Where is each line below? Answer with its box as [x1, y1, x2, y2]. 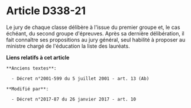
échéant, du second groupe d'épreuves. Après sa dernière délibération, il [6, 30, 184, 37]
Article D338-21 [6, 4, 86, 18]
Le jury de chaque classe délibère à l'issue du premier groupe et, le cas [6, 24, 180, 31]
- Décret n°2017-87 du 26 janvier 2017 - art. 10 [11, 96, 136, 102]
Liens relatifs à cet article [6, 54, 70, 61]
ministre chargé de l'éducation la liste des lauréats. [6, 42, 130, 50]
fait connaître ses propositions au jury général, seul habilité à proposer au [6, 36, 186, 43]
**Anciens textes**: [6, 65, 57, 71]
